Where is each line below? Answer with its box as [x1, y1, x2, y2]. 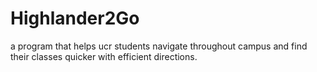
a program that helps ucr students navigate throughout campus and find [10, 40, 308, 52]
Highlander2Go [10, 7, 140, 30]
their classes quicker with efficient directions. [10, 50, 198, 62]
